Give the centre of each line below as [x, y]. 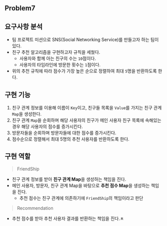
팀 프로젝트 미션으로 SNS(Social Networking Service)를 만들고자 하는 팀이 [85, 40]
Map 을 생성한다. [27, 114]
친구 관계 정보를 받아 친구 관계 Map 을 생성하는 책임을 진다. [69, 179]
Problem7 [20, 8]
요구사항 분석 [24, 26]
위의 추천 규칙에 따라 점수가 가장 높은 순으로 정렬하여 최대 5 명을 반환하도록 [84, 71]
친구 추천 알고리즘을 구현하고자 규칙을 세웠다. [56, 52]
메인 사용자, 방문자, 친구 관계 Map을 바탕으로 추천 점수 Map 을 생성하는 [81, 185]
